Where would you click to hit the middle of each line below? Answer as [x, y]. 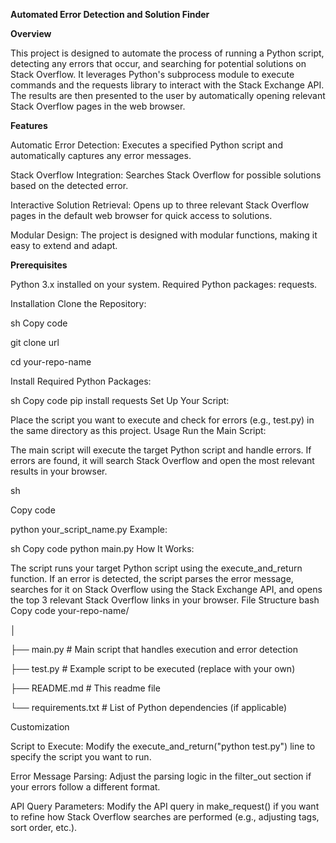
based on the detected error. [69, 185]
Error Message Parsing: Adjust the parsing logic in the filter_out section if [161, 776]
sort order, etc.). [44, 827]
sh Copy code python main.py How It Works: [102, 548]
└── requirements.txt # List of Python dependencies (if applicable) [149, 707]
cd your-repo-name [51, 362]
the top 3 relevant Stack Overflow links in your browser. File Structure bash [165, 600]
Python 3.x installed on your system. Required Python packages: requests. [164, 284]
